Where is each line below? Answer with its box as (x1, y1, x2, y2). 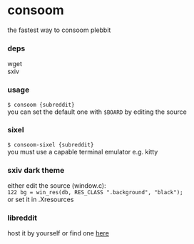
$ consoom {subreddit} (7, 101, 75, 108)
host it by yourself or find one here (7, 229, 109, 238)
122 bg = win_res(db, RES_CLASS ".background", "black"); (7, 189, 183, 196)
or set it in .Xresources (7, 195, 74, 204)
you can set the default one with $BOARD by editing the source (7, 107, 187, 116)
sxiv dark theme (7, 165, 65, 175)
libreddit (7, 213, 38, 223)
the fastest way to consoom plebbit (7, 26, 111, 34)
